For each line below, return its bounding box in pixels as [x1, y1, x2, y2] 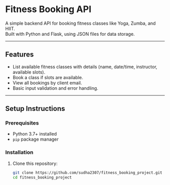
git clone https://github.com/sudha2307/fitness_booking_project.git [12, 170, 163, 175]
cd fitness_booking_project [12, 175, 72, 180]
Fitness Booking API [5, 4, 92, 15]
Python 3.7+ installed [12, 131, 57, 137]
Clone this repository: [12, 160, 58, 166]
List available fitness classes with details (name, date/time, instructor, [12, 64, 158, 70]
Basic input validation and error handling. [12, 85, 99, 91]
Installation [5, 149, 34, 156]
